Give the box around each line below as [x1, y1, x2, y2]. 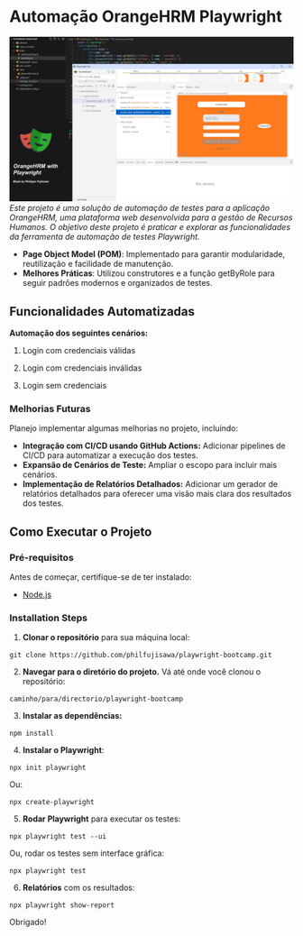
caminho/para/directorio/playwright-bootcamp [9, 694, 183, 704]
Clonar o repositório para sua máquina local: [22, 632, 190, 643]
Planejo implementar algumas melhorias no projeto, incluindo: [9, 423, 239, 434]
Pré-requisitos [9, 551, 74, 564]
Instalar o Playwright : [22, 745, 105, 756]
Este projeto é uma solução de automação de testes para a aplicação [9, 203, 271, 214]
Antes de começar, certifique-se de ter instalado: [9, 572, 192, 583]
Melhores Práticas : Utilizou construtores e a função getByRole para [22, 268, 275, 279]
